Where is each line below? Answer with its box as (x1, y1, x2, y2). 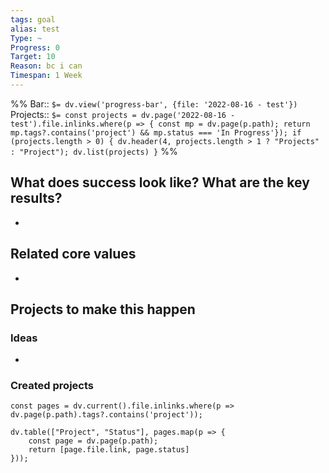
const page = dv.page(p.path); (28, 436, 159, 446)
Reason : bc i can (10, 61, 83, 71)
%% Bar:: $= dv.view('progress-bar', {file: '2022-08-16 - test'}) (10, 97, 298, 110)
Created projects (10, 379, 94, 393)
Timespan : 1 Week (10, 71, 83, 81)
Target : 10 (10, 52, 56, 62)
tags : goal (10, 14, 56, 25)
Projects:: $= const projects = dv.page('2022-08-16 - (10, 108, 236, 120)
